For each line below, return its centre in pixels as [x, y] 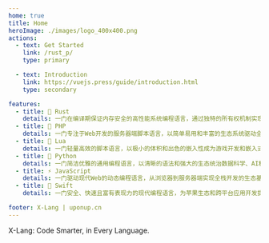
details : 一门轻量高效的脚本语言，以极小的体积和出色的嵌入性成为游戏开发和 [134, 149]
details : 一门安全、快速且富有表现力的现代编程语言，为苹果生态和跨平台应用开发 [140, 193]
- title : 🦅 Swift [44, 186]
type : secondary [50, 90]
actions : [23, 38]
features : [25, 104]
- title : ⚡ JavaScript [53, 171]
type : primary [46, 61]
